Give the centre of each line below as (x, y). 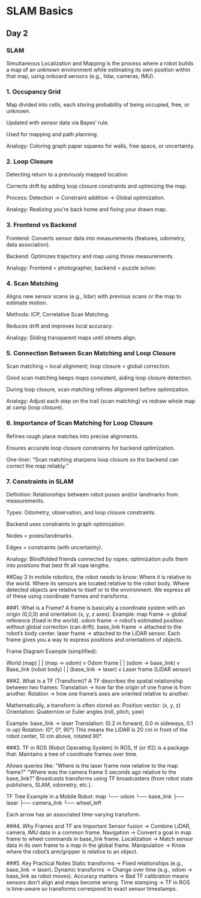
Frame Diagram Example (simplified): (52, 651)
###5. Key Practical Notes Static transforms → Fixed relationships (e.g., (95, 863)
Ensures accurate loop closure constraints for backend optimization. (91, 448)
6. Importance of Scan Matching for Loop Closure (79, 423)
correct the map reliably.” (37, 466)
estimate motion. (27, 303)
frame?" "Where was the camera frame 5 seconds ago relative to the (91, 772)
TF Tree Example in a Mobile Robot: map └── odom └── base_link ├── (95, 796)
